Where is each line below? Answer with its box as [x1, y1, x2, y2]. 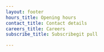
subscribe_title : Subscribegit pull [5, 31, 98, 37]
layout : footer [5, 8, 44, 15]
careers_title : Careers [5, 25, 66, 32]
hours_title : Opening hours [5, 15, 77, 21]
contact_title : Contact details [5, 20, 87, 26]
